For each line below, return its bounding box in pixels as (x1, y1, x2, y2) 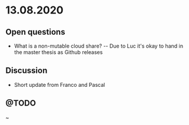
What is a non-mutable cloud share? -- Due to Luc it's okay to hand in (14, 42, 184, 49)
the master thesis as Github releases (14, 49, 103, 56)
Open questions (5, 27, 65, 37)
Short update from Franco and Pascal (14, 81, 105, 88)
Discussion (5, 66, 48, 76)
